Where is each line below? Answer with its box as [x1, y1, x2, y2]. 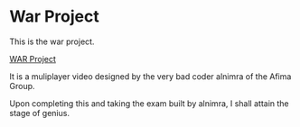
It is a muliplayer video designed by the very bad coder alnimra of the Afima [9, 70, 292, 82]
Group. [9, 80, 35, 91]
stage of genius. [9, 107, 70, 118]
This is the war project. [9, 36, 95, 47]
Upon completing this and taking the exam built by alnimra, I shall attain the [9, 97, 289, 109]
